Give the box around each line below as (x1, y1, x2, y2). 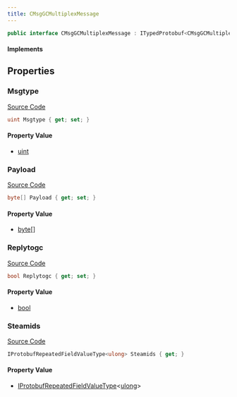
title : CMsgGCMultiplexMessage (7, 10, 99, 18)
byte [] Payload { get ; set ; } (7, 195, 97, 202)
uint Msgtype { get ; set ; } (7, 116, 90, 123)
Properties (7, 65, 55, 78)
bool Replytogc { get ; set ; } (7, 272, 97, 279)
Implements (7, 45, 44, 54)
